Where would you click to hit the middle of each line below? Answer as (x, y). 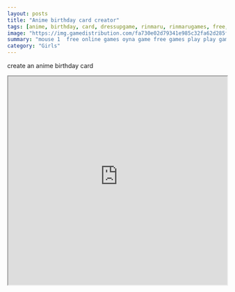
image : (17, 33)
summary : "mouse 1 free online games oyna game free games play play (112, 40)
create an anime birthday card (50, 66)
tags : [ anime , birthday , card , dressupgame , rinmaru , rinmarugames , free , (118, 26)
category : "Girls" (34, 46)
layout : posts (28, 14)
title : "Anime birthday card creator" (63, 20)
